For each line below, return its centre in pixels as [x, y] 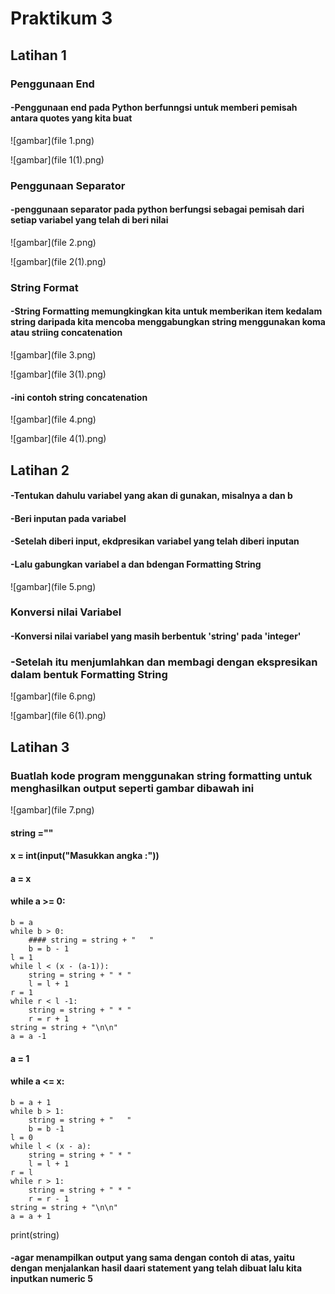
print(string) [35, 1234]
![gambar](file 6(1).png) [58, 716]
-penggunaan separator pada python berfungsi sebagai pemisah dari [157, 209]
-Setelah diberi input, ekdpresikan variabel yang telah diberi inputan [155, 541]
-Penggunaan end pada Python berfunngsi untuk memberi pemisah [154, 108]
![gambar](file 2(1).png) [58, 261]
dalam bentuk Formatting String [89, 674]
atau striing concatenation [66, 333]
